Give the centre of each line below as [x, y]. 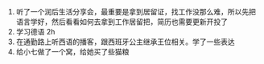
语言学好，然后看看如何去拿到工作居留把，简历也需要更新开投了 [122, 22]
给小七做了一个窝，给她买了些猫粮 [72, 52]
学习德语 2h [35, 32]
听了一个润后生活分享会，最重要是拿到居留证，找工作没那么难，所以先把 [136, 12]
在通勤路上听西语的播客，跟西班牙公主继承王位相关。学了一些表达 [125, 42]
